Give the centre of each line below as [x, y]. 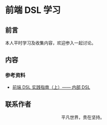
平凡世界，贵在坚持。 [83, 117]
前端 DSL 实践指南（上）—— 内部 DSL [51, 87]
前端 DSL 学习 [33, 10]
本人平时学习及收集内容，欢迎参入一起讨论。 [51, 43]
